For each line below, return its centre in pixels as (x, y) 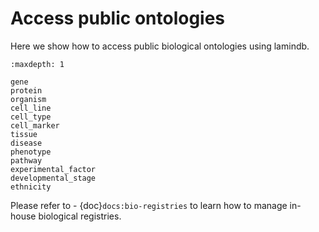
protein (26, 90)
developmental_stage (53, 178)
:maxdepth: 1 (37, 64)
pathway (26, 160)
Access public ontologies (118, 18)
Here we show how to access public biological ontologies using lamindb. (160, 46)
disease (26, 143)
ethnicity (31, 187)
